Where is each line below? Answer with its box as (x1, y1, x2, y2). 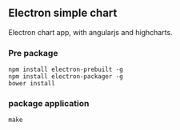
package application (8, 98, 90, 109)
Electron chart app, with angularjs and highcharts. (8, 27, 174, 37)
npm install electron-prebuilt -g (8, 65, 124, 74)
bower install (8, 80, 56, 88)
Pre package (8, 47, 58, 58)
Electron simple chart (8, 6, 118, 20)
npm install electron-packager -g (8, 73, 124, 81)
